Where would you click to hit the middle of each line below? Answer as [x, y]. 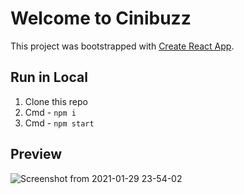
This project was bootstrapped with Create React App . [122, 46]
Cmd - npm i [50, 112]
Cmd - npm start [59, 123]
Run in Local [49, 77]
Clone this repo [56, 101]
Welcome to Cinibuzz [101, 18]
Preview [36, 154]
